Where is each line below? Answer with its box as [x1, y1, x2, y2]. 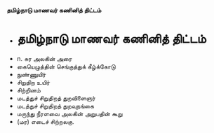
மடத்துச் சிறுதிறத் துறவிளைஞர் [16, 94, 96, 102]
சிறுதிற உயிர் [16, 78, 51, 86]
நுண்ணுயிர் [16, 70, 46, 78]
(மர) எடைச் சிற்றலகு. [16, 117, 74, 125]
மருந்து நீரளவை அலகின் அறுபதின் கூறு [16, 109, 123, 118]
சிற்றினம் [16, 85, 41, 94]
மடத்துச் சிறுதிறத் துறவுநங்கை [16, 101, 94, 110]
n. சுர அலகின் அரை [16, 54, 72, 62]
